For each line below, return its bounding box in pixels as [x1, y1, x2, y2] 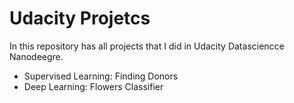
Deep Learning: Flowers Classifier [23, 80, 164, 92]
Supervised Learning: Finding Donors [23, 70, 179, 82]
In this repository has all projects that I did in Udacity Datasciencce [9, 40, 285, 52]
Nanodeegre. [9, 50, 64, 62]
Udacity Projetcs [9, 7, 151, 30]
